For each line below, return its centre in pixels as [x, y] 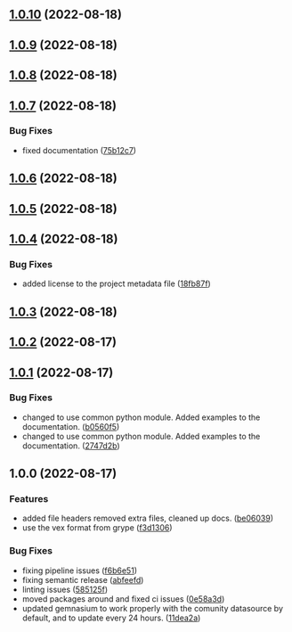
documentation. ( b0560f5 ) [71, 426]
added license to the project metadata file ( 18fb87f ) [116, 283]
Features [29, 499]
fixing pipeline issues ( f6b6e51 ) [80, 570]
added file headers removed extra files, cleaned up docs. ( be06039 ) [148, 518]
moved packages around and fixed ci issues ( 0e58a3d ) [123, 599]
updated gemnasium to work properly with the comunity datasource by [152, 608]
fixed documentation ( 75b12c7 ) [79, 150]
